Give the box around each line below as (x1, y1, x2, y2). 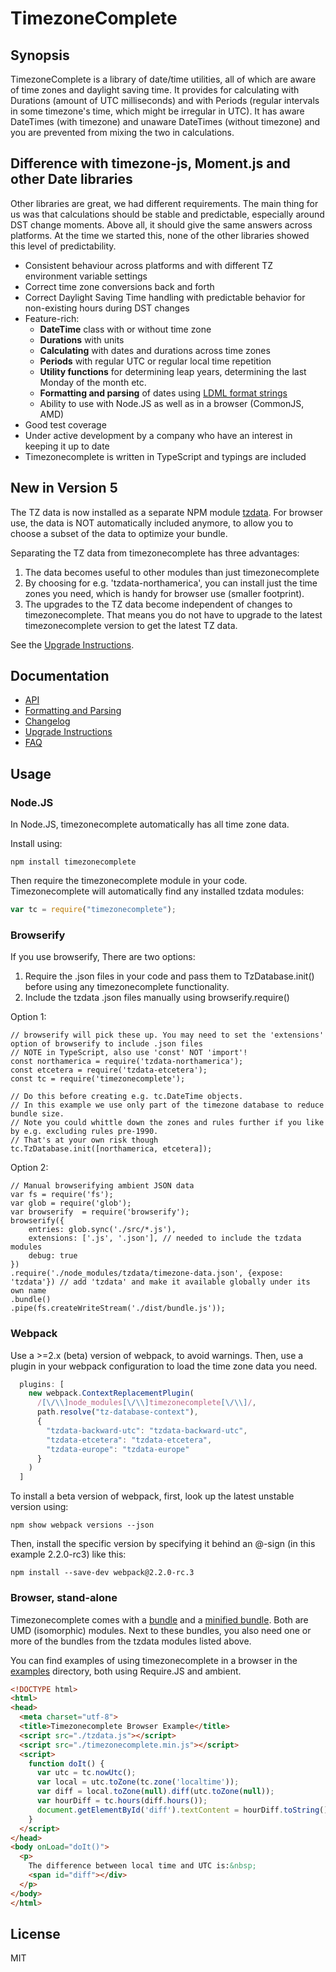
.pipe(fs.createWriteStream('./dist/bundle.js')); (10, 1303, 226, 1314)
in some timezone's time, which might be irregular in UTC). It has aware (10, 105, 305, 117)
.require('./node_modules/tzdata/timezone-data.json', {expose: (10, 1268, 284, 1279)
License (10, 1925, 61, 1942)
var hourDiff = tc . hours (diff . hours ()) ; (36, 1796, 208, 1806)
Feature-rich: (24, 312, 80, 324)
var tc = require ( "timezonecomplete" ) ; (10, 905, 177, 915)
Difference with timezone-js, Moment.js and (10, 155, 291, 172)
